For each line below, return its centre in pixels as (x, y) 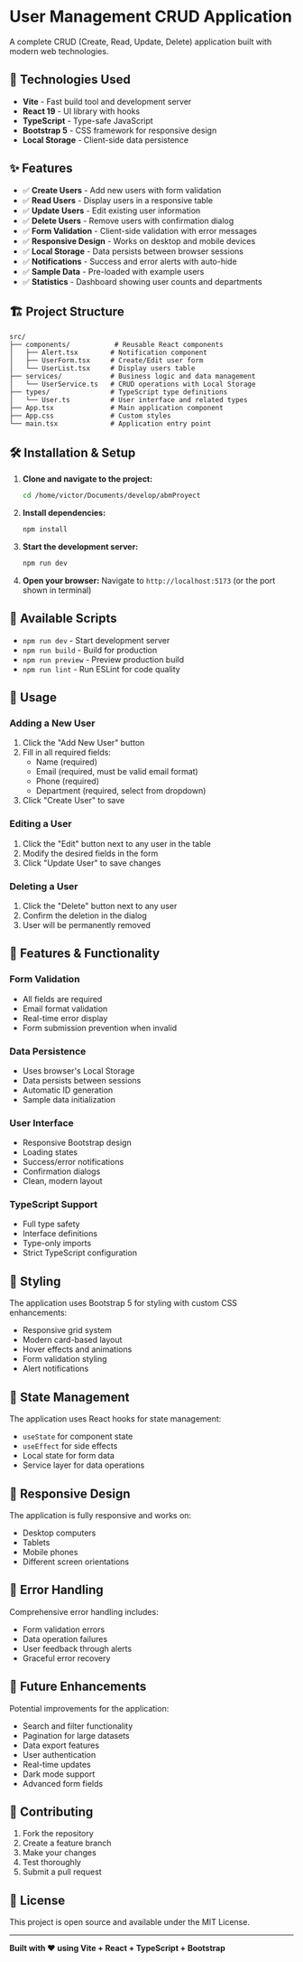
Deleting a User (44, 886)
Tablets (36, 1542)
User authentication (59, 1754)
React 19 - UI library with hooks (81, 111)
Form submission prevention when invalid (100, 1028)
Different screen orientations (75, 1562)
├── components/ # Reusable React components (116, 345)
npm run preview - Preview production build (103, 659)
